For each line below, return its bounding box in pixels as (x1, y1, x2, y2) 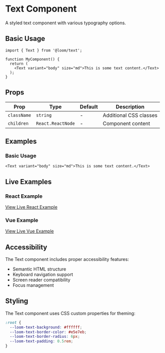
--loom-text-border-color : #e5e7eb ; (10, 329, 87, 334)
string (36, 112, 52, 118)
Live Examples (5, 178, 52, 186)
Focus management (12, 282, 54, 288)
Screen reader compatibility (12, 277, 71, 283)
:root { (5, 320, 22, 325)
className (8, 112, 31, 118)
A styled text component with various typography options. (5, 20, 126, 26)
